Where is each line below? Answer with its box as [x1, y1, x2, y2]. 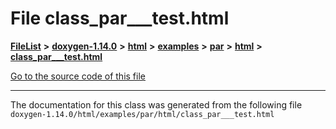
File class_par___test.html [10, 7, 230, 30]
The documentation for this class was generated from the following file [10, 98, 303, 111]
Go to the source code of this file [10, 70, 146, 82]
